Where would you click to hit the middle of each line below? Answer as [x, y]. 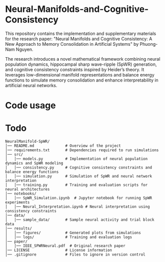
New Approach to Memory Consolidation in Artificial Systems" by [72, 44]
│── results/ [19, 229]
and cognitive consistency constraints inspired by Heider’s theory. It [75, 69]
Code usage [31, 106]
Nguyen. [25, 49]
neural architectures [28, 189]
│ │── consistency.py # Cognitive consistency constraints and [79, 168]
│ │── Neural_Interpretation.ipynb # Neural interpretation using [78, 207]
